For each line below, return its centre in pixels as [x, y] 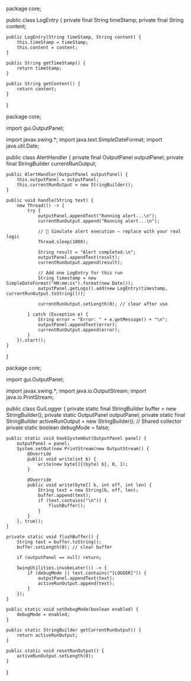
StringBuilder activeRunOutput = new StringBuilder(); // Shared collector [94, 421]
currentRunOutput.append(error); [79, 330]
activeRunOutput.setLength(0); [55, 656]
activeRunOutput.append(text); [76, 583]
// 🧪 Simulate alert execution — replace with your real [109, 232]
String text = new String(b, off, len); [88, 490]
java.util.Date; [23, 146]
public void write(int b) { [62, 459]
